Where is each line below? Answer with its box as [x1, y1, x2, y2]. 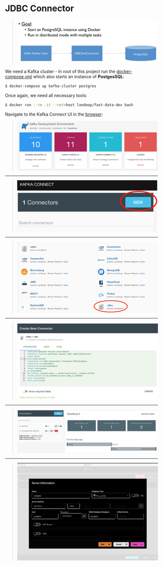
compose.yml [5, 74, 33, 80]
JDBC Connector [5, 3, 74, 14]
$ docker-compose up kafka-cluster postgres [5, 84, 97, 89]
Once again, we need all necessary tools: [5, 93, 87, 99]
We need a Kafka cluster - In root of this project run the [5, 69, 115, 74]
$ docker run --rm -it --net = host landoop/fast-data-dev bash [5, 103, 133, 107]
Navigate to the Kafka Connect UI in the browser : [5, 111, 103, 117]
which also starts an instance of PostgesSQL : [33, 74, 125, 80]
